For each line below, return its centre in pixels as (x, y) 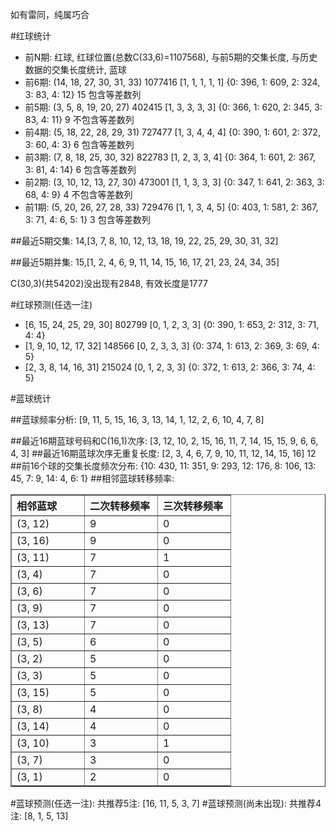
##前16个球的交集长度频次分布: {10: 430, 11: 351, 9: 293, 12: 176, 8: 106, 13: (163, 466)
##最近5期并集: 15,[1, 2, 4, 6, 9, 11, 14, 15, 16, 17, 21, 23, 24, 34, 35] (145, 262)
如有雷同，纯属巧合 (50, 14)
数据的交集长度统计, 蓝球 (75, 69)
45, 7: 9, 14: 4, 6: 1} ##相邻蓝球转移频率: (92, 478)
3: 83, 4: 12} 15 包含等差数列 (83, 94)
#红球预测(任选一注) (51, 304)
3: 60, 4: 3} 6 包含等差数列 (79, 144)
